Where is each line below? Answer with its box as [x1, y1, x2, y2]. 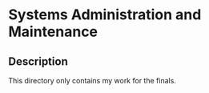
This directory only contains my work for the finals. [8, 76, 176, 85]
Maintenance [8, 22, 98, 41]
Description [8, 55, 68, 68]
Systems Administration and [8, 6, 202, 24]
